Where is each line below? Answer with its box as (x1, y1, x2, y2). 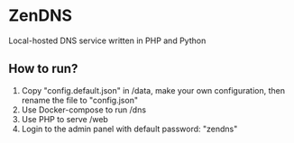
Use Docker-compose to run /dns (21, 104, 146, 115)
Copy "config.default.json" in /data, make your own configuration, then (21, 85, 286, 95)
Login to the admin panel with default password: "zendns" (21, 123, 238, 134)
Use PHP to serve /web (21, 113, 109, 124)
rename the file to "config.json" (21, 94, 139, 105)
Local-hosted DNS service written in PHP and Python (8, 35, 207, 46)
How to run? (8, 61, 78, 76)
